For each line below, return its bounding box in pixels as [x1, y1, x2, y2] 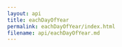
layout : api [7, 10, 41, 17]
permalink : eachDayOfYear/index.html [7, 23, 116, 30]
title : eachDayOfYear [7, 17, 70, 23]
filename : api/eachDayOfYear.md [7, 29, 100, 37]
